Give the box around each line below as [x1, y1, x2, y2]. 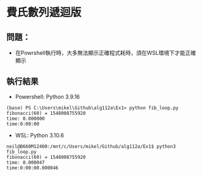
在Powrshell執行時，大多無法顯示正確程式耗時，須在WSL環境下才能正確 [15, 50, 197, 56]
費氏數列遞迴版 [6, 5, 82, 20]
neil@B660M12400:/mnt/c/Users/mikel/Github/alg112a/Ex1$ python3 [6, 143, 176, 150]
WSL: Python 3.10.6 [15, 131, 64, 139]
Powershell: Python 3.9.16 [15, 93, 81, 100]
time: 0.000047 [6, 159, 45, 166]
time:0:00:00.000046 [6, 164, 59, 171]
